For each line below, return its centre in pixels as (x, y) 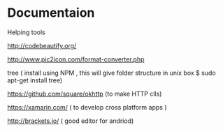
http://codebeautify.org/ (42, 45)
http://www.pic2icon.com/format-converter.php (76, 59)
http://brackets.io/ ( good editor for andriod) (71, 121)
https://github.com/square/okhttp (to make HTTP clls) (85, 94)
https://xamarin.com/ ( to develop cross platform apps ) (87, 107)
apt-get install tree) (35, 80)
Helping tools (26, 32)
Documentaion (51, 13)
